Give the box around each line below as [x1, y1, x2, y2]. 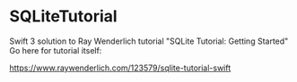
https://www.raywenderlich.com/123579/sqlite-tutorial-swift [9, 62, 231, 73]
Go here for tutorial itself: [9, 45, 102, 55]
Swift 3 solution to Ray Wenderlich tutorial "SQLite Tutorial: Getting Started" [9, 36, 289, 46]
